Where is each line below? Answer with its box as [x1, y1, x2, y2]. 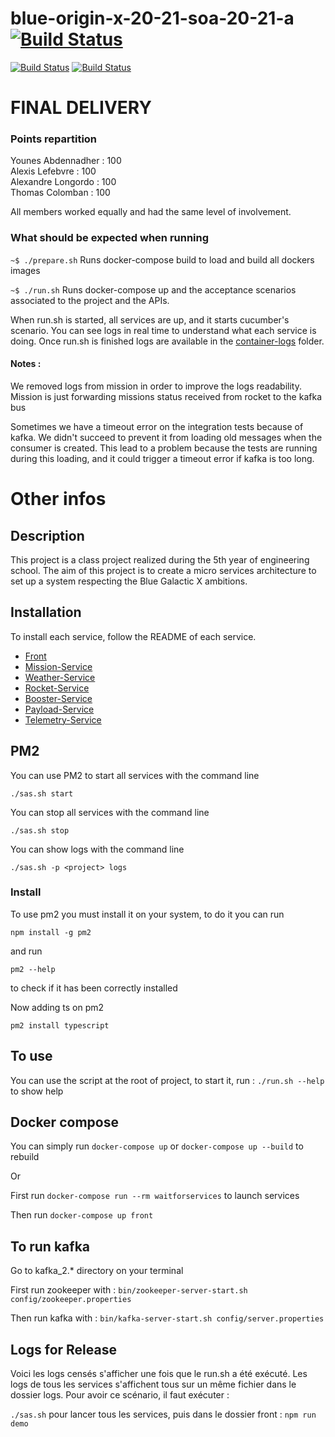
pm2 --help [10, 964, 56, 974]
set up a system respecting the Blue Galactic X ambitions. [10, 575, 248, 587]
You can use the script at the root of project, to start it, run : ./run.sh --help [10, 1074, 325, 1086]
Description [10, 527, 85, 544]
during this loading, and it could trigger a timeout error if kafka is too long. [10, 452, 315, 464]
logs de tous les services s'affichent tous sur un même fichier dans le [10, 1378, 297, 1391]
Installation [10, 604, 82, 621]
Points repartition [10, 132, 98, 146]
